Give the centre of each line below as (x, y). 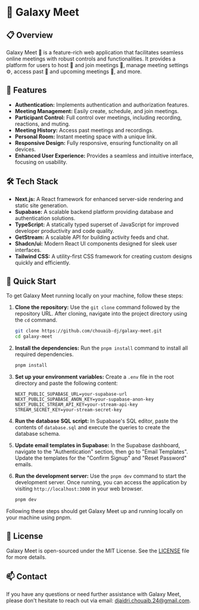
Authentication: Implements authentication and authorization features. (102, 105)
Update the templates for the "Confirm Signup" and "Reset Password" (101, 458)
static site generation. (41, 205)
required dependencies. (44, 354)
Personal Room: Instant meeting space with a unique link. (85, 136)
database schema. (38, 434)
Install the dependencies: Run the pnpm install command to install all (101, 348)
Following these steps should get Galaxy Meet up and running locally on (94, 511)
